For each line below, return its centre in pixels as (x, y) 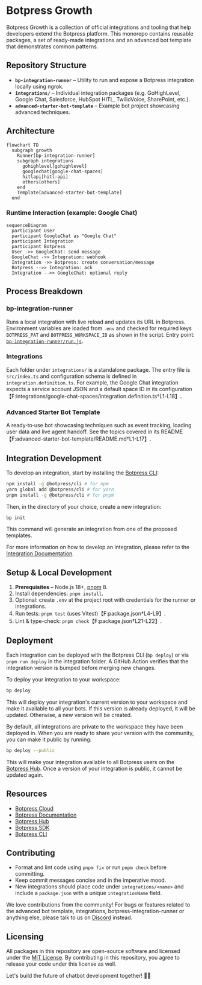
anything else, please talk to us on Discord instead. (69, 917)
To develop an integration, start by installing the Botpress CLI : (83, 473)
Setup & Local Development (59, 572)
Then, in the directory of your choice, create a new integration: (84, 506)
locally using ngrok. (39, 86)
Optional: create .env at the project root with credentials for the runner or (105, 600)
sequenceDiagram (26, 225)
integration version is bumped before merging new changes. (81, 668)
